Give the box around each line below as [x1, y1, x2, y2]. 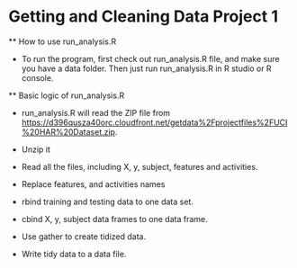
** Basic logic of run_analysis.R [8, 90, 125, 101]
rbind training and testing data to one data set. [21, 196, 194, 207]
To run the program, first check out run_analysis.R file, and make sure [21, 53, 280, 64]
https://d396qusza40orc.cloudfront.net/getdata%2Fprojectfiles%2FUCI [21, 117, 288, 128]
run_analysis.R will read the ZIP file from [21, 107, 171, 118]
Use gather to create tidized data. [21, 231, 147, 242]
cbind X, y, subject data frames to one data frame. [21, 213, 208, 224]
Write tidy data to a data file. [21, 248, 127, 259]
